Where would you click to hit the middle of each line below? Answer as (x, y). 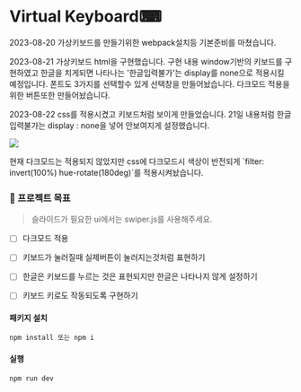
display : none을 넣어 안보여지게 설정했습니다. (129, 125)
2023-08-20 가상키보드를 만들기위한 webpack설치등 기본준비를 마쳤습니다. (143, 42)
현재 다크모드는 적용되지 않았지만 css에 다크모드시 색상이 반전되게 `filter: (137, 161)
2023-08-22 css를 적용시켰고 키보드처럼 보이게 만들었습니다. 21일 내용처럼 (142, 114)
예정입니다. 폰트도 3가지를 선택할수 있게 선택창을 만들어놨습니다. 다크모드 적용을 (150, 83)
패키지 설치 (28, 318)
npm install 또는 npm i (52, 337)
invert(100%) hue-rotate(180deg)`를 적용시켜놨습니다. (106, 172)
